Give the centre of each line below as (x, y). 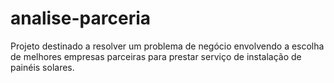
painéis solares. (42, 67)
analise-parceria (80, 18)
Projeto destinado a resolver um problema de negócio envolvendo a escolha (167, 46)
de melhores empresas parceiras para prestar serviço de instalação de (156, 56)
